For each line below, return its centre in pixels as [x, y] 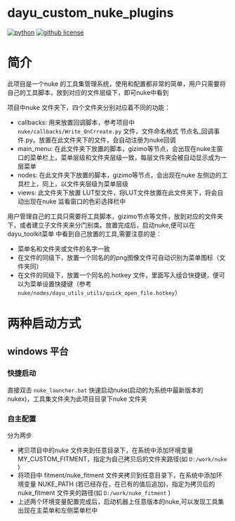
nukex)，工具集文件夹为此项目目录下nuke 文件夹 [77, 399]
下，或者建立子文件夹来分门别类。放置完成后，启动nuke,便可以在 [101, 225]
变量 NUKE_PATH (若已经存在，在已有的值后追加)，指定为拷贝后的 [119, 484]
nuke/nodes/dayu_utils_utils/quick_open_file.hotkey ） [99, 292]
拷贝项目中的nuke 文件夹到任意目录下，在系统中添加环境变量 [105, 450]
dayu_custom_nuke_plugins [90, 13]
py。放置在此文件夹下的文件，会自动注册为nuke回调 [101, 140]
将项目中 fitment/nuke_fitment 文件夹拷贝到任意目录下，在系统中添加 [117, 475]
